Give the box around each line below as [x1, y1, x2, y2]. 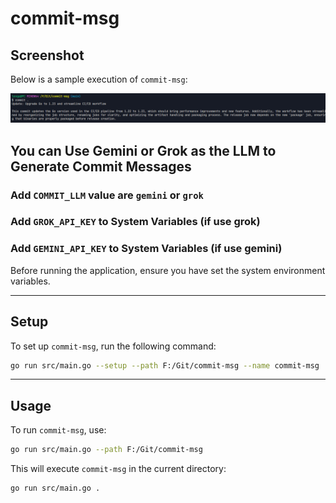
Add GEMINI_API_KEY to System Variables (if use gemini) [10, 242, 283, 256]
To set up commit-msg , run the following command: [10, 340, 217, 352]
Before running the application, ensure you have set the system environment [10, 264, 326, 276]
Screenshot [10, 47, 85, 64]
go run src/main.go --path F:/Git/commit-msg [10, 445, 203, 455]
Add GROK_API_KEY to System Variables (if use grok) [10, 215, 261, 229]
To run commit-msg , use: [10, 424, 107, 436]
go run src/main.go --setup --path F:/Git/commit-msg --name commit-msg [10, 360, 320, 371]
